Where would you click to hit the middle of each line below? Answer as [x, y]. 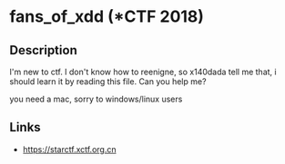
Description [43, 50]
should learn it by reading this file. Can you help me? [108, 82]
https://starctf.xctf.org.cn [69, 149]
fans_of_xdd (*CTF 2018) [107, 17]
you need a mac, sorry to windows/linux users [96, 99]
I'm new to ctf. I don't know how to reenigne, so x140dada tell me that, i [143, 72]
